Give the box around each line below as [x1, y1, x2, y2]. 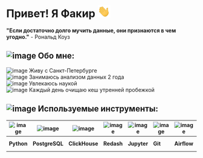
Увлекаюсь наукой [29, 79, 77, 87]
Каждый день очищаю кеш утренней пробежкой [29, 86, 155, 93]
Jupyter [127, 140, 149, 147]
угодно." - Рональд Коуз [6, 33, 71, 41]
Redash [103, 140, 123, 147]
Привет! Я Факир [6, 7, 95, 21]
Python [8, 140, 28, 147]
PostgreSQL [32, 140, 63, 147]
